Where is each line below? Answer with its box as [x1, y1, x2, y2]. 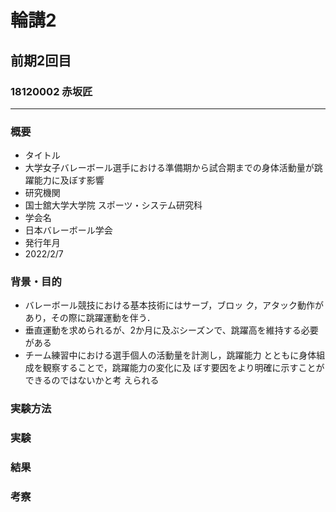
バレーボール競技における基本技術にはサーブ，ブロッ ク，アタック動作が [24, 299, 324, 311]
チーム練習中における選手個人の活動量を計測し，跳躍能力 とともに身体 [24, 349, 317, 361]
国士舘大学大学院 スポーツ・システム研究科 [24, 199, 203, 211]
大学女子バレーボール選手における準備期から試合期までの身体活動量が [24, 162, 315, 174]
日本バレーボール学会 [24, 224, 113, 236]
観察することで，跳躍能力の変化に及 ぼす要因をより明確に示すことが [42, 362, 325, 374]
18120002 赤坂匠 [10, 84, 93, 98]
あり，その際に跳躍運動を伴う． [24, 312, 156, 324]
